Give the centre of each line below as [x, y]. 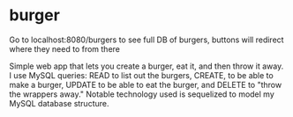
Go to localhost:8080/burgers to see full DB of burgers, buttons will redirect [146, 40]
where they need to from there [65, 48]
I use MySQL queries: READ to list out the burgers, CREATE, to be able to [141, 75]
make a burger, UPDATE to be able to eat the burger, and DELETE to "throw [146, 84]
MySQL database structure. [59, 103]
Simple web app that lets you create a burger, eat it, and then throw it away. [146, 66]
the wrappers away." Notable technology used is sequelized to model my [142, 94]
